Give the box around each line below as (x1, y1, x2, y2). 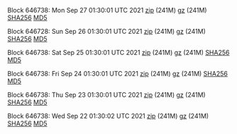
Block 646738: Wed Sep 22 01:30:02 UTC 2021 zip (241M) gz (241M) (7, 112, 209, 120)
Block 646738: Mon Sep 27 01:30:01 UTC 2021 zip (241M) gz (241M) (7, 6, 207, 14)
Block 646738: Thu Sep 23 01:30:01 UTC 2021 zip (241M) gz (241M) (7, 91, 206, 99)
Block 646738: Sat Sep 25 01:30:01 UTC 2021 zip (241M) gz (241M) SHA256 (7, 49, 230, 56)
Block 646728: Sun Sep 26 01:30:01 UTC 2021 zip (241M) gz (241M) (7, 28, 206, 35)
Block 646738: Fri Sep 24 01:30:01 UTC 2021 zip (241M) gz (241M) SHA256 (7, 70, 228, 78)
